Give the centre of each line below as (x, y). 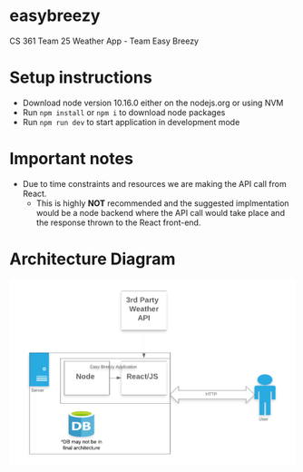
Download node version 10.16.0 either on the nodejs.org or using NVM (153, 103)
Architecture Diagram (93, 259)
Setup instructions (81, 78)
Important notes (72, 159)
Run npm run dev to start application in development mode (131, 122)
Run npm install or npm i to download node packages (124, 112)
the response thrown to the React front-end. (118, 222)
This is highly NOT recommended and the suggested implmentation (162, 203)
